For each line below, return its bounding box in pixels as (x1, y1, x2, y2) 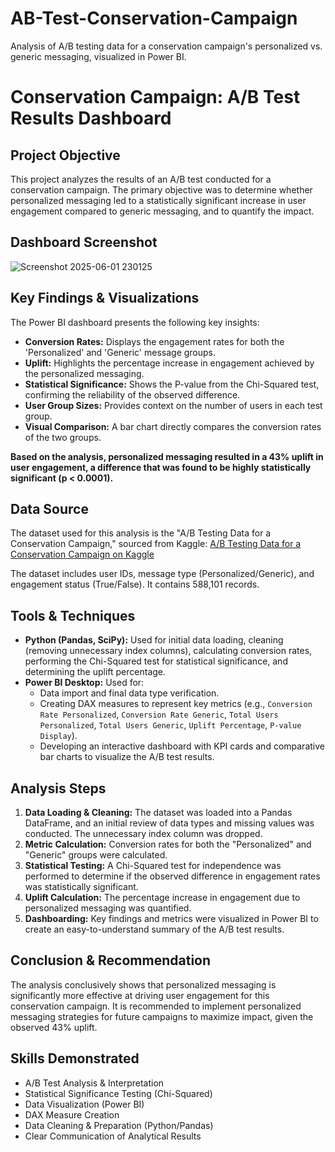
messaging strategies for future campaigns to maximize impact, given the (10, 1010, 314, 1022)
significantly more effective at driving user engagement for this (10, 989, 270, 1001)
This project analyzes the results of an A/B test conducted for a (10, 173, 272, 185)
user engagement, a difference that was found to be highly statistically (10, 461, 312, 473)
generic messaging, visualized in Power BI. (10, 50, 187, 62)
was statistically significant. (24, 881, 139, 892)
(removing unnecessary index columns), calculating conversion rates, (24, 645, 313, 657)
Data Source (10, 500, 89, 517)
